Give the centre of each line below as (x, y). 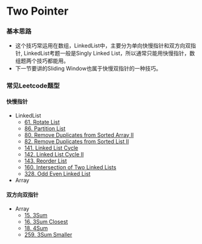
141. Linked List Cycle (51, 148)
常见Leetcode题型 (33, 86)
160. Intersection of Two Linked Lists (70, 167)
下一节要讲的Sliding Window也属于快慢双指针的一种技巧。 (88, 69)
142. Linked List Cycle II (54, 154)
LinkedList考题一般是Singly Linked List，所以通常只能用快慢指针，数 (109, 54)
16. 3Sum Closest (46, 221)
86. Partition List (45, 128)
